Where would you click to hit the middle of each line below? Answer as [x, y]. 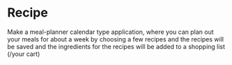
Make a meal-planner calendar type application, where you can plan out [110, 32]
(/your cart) [24, 54]
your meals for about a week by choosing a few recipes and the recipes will [116, 39]
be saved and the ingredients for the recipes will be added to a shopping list [116, 46]
